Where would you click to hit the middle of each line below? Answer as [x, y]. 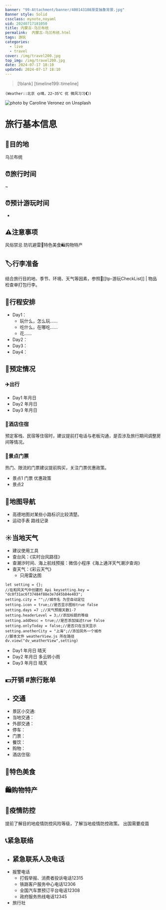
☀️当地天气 [22, 538]
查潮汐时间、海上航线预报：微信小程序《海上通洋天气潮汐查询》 [77, 563]
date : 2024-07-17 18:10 [30, 65]
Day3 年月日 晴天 [30, 663]
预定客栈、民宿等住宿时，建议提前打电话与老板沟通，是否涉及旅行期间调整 [81, 436]
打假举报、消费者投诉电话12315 [51, 878]
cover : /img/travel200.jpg [33, 56]
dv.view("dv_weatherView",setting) [42, 641]
